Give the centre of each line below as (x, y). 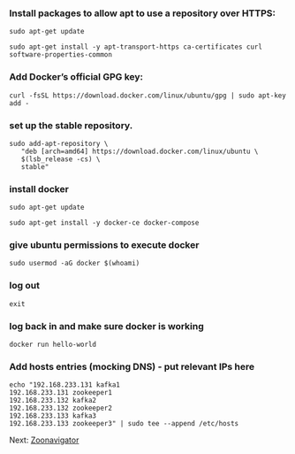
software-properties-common (61, 55)
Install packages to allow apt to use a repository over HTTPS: (143, 13)
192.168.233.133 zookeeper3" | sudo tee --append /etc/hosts (124, 424)
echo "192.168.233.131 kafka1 (65, 385)
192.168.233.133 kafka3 (53, 416)
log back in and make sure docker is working (107, 326)
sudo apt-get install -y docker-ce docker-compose (104, 223)
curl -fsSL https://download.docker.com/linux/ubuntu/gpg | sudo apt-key (148, 96)
